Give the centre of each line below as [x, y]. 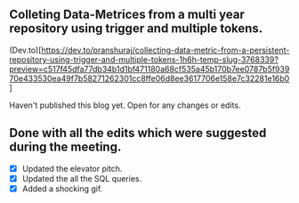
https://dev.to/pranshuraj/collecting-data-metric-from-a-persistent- [166, 50]
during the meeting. [65, 147]
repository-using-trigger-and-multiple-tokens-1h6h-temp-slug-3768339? [144, 59]
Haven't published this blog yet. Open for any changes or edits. [125, 105]
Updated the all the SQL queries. [82, 178]
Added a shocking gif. [62, 188]
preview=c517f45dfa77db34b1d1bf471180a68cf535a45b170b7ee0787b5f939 [149, 69]
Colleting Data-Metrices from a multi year [127, 15]
